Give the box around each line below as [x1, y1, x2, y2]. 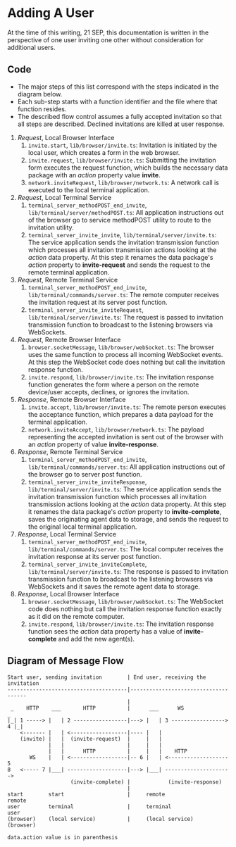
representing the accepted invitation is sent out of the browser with [27, 432, 224, 441]
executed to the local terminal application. [27, 185, 150, 194]
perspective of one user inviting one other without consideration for [7, 35, 204, 44]
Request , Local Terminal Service [17, 193, 111, 201]
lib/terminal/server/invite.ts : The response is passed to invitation [27, 567, 229, 575]
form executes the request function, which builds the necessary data [27, 163, 228, 172]
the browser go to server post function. [27, 470, 142, 478]
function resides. [17, 104, 67, 113]
